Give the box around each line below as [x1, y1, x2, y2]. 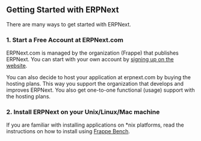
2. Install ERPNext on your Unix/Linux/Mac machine [6, 108, 160, 116]
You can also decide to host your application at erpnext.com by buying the [6, 74, 191, 81]
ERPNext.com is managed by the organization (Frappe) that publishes [6, 49, 179, 56]
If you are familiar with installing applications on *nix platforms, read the [6, 121, 185, 128]
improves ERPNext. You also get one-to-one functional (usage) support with [6, 86, 196, 94]
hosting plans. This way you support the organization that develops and [6, 80, 184, 88]
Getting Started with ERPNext [6, 5, 119, 15]
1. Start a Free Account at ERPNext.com [6, 35, 123, 44]
